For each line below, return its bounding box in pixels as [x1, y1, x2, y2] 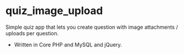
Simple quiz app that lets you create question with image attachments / [5, 23, 178, 31]
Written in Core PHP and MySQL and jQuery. [14, 41, 122, 48]
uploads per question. [5, 29, 59, 36]
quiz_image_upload [5, 4, 103, 18]
